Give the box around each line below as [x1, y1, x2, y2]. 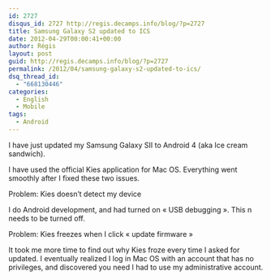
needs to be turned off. [8, 213, 85, 223]
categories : [8, 87, 49, 96]
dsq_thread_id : [8, 72, 60, 81]
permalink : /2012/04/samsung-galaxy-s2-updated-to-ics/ [8, 65, 201, 73]
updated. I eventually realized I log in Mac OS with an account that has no [8, 253, 254, 263]
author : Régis [8, 42, 57, 50]
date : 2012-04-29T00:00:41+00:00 [8, 34, 122, 43]
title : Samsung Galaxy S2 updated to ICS [8, 27, 151, 35]
